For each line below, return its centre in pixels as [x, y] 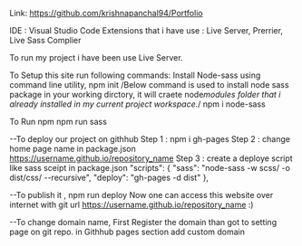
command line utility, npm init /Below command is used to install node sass [149, 85]
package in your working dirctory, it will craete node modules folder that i [145, 95]
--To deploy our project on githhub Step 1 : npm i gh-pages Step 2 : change [150, 139]
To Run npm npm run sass [58, 122]
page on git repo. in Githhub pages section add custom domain [127, 232]
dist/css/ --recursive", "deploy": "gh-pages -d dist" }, [109, 177]
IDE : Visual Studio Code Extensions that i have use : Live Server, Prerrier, [146, 30]
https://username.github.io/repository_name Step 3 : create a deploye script [151, 158]
